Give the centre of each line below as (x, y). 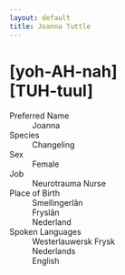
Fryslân (46, 213)
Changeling (53, 145)
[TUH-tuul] (51, 91)
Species (24, 135)
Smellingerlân (58, 203)
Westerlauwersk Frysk (74, 241)
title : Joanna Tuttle (50, 26)
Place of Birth (35, 193)
